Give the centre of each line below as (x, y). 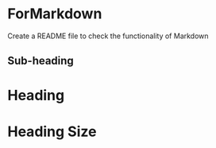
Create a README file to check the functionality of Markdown (108, 36)
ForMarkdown (55, 14)
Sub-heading (41, 61)
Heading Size (52, 131)
